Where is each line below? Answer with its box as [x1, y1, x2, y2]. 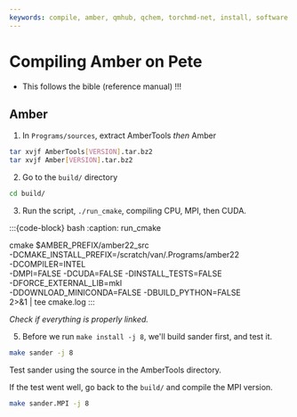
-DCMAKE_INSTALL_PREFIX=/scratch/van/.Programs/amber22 [9, 249, 240, 259]
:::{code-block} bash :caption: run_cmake [9, 223, 162, 233]
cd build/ [9, 189, 46, 199]
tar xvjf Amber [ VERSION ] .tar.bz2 [9, 156, 133, 165]
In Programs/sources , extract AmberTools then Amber [21, 130, 216, 141]
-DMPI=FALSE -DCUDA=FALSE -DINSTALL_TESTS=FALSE [9, 268, 222, 279]
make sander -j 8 [9, 348, 74, 357]
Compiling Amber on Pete [9, 51, 203, 71]
